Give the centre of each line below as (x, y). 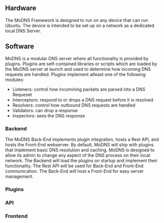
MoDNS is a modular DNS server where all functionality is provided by (77, 58)
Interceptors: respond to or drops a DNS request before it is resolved (83, 100)
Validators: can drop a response (45, 110)
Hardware (21, 8)
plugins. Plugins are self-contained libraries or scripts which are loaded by (81, 64)
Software (20, 47)
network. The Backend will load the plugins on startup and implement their (82, 160)
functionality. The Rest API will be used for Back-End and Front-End (74, 166)
